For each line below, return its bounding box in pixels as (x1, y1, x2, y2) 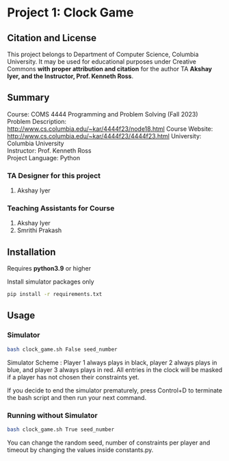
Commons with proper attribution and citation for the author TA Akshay (7, 65, 213, 73)
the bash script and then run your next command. (7, 393, 147, 401)
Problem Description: (7, 117, 67, 125)
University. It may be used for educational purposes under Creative (7, 58, 197, 66)
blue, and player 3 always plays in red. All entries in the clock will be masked (7, 365, 223, 374)
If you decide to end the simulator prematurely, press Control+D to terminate (7, 386, 223, 395)
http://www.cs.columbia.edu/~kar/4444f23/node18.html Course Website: (7, 125, 213, 133)
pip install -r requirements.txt (7, 291, 103, 298)
